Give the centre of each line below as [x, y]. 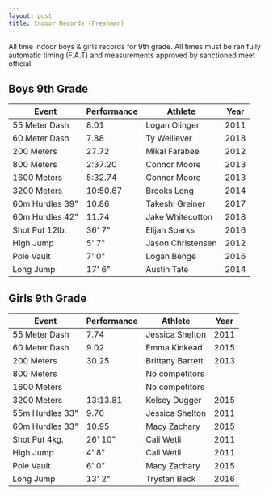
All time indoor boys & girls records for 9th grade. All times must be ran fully [134, 46]
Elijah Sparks [170, 230]
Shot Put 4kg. [38, 439]
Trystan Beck [170, 479]
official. [21, 63]
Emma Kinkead [174, 348]
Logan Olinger [172, 125]
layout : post [30, 16]
